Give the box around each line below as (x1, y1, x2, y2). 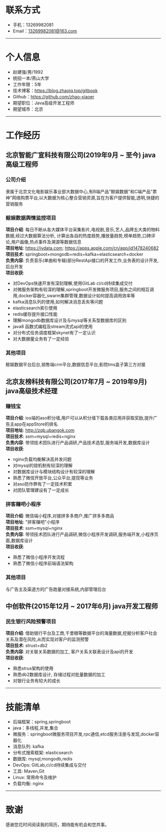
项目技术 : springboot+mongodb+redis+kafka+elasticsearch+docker (5, 251, 143, 257)
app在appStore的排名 (14, 421, 58, 427)
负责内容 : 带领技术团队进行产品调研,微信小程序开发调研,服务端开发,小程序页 (5, 532, 159, 538)
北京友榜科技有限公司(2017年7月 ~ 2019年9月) (5, 377, 147, 386)
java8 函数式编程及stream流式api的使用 (12, 324, 93, 330)
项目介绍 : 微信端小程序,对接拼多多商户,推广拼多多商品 (5, 513, 115, 519)
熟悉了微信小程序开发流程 (12, 554, 65, 560)
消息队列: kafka (12, 744, 44, 749)
